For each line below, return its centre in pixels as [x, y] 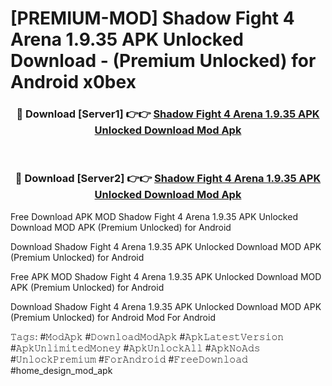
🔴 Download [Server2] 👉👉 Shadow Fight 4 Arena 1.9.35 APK [168, 179]
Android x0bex [73, 82]
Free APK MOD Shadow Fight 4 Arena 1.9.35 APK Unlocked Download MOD [166, 276]
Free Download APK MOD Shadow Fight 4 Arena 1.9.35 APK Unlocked [154, 216]
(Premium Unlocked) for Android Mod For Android [113, 317]
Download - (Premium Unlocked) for [163, 61]
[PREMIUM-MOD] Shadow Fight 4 [152, 18]
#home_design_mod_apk [61, 370]
